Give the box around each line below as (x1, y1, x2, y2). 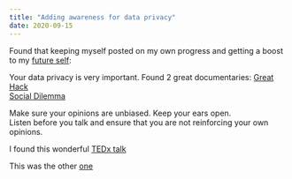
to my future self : (9, 55, 73, 65)
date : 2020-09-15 (9, 21, 73, 30)
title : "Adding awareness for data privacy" (9, 12, 176, 22)
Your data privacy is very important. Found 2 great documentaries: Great (9, 71, 274, 82)
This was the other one (9, 160, 94, 171)
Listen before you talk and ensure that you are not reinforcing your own (9, 116, 269, 128)
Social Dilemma (9, 90, 66, 101)
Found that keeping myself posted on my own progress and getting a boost (9, 45, 283, 56)
